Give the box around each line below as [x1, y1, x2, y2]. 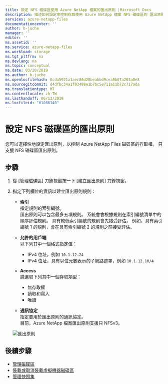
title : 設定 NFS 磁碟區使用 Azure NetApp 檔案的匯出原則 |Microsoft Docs [5, 7, 151, 13]
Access [19, 267, 36, 273]
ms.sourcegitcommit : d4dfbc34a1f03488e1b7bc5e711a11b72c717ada [5, 82, 140, 87]
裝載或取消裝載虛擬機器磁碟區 [12, 367, 74, 373]
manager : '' [5, 31, 30, 36]
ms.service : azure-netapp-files [5, 45, 72, 50]
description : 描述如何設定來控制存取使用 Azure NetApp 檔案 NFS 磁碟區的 [5, 12, 148, 17]
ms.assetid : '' [5, 40, 37, 45]
